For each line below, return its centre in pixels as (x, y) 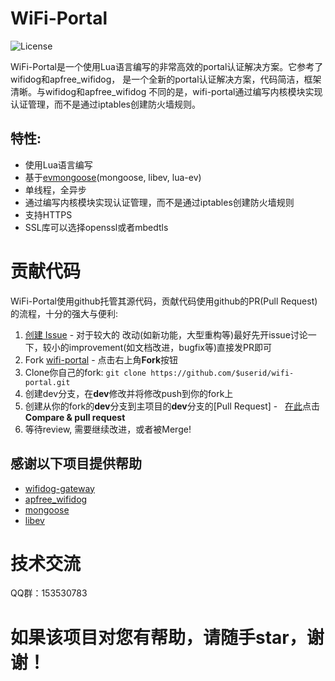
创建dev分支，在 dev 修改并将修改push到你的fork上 (129, 393)
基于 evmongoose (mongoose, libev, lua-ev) (113, 177)
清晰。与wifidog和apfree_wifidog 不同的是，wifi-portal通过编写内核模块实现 (166, 91)
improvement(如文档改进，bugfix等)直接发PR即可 (170, 347)
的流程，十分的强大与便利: (64, 313)
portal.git (47, 382)
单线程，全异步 (55, 189)
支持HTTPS (48, 214)
